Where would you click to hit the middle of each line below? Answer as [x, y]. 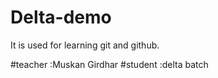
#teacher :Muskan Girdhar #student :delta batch [109, 64]
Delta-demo [61, 17]
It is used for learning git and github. [85, 45]
